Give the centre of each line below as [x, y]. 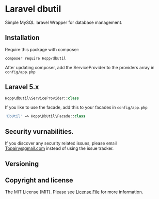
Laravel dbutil [33, 9]
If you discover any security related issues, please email [61, 143]
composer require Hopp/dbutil [36, 58]
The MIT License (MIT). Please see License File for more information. [74, 192]
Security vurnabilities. [40, 132]
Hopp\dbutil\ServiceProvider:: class [42, 98]
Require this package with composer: [42, 49]
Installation [22, 38]
